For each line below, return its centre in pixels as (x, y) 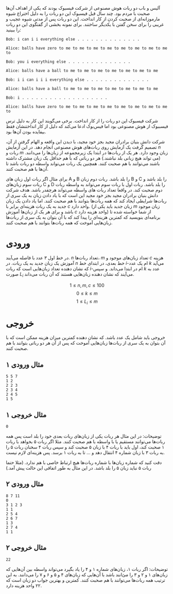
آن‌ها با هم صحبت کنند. (27, 169)
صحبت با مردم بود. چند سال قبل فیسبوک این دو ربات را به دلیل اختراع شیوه (78, 13)
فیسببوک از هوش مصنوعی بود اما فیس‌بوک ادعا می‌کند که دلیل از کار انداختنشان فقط (87, 126)
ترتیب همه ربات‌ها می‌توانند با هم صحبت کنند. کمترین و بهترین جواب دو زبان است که (85, 580)
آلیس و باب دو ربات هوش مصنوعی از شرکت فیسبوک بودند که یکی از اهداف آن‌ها (83, 8)
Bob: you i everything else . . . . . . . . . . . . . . (68, 62)
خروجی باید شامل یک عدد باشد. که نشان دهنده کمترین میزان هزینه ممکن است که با (85, 337)
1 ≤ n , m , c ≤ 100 (87, 285)
